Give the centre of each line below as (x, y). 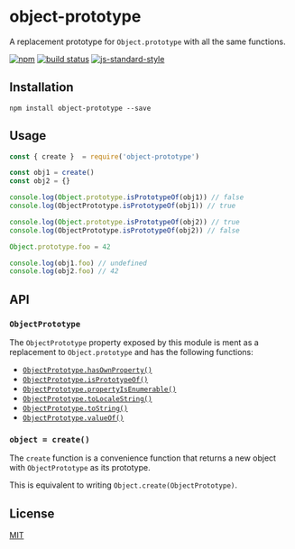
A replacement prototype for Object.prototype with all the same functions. (147, 41)
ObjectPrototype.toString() (75, 408)
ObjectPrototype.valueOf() (73, 418)
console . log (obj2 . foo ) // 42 (64, 271)
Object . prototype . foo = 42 (60, 247)
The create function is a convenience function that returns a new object (143, 458)
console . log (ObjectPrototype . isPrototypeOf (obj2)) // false (125, 230)
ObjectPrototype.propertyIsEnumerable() (99, 389)
